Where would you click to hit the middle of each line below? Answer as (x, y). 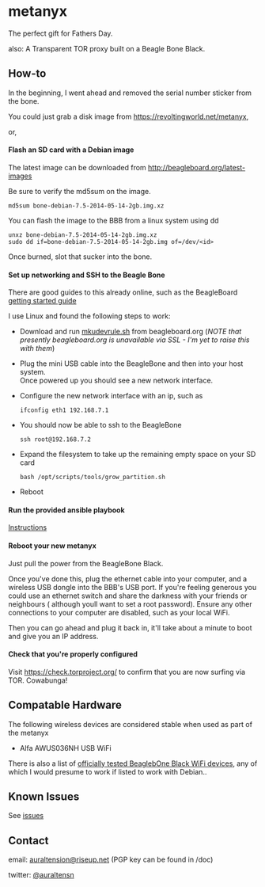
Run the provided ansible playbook (66, 510)
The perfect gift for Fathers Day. (61, 33)
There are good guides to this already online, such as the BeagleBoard (123, 292)
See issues (26, 816)
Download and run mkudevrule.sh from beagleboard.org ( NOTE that (131, 332)
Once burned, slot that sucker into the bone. (80, 257)
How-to (27, 74)
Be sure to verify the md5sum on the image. (80, 191)
